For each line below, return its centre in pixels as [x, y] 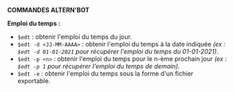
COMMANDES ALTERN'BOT [48, 10]
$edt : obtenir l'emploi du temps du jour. [75, 37]
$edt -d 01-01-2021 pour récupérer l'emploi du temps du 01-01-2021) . [118, 52]
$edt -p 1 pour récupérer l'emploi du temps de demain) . [98, 66]
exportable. [34, 81]
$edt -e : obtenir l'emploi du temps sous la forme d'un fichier [105, 73]
